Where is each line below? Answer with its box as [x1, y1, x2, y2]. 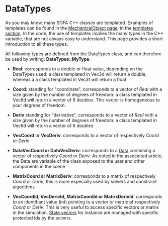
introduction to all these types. [5, 41, 68, 47]
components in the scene [12, 163, 65, 169]
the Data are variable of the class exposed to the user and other [12, 158, 145, 164]
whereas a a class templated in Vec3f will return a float [12, 76, 127, 82]
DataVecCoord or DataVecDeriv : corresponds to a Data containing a [12, 147, 155, 153]
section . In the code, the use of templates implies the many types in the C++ [5, 30, 163, 36]
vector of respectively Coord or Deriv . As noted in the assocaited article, [12, 153, 163, 159]
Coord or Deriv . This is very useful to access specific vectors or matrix [12, 204, 159, 210]
